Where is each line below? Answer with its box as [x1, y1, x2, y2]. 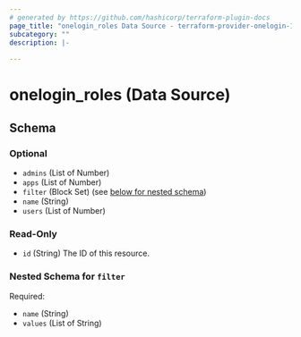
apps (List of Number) [21, 177, 102, 188]
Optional [9, 147, 47, 159]
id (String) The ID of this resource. [21, 248, 150, 259]
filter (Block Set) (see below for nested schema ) [21, 187, 207, 197]
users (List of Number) [21, 206, 106, 215]
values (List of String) [21, 317, 102, 328]
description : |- [9, 38, 70, 47]
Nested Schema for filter [9, 270, 125, 282]
